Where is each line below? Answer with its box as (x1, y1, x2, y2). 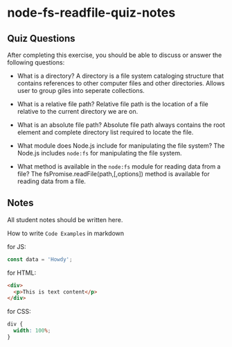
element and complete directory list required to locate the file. (17, 128, 194, 136)
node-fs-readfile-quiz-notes (7, 5, 176, 21)
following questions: (7, 58, 65, 67)
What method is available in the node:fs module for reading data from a (17, 162, 221, 171)
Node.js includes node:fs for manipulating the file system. (17, 149, 182, 157)
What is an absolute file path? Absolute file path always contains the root (17, 121, 225, 129)
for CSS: (7, 307, 31, 316)
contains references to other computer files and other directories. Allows (17, 79, 225, 87)
